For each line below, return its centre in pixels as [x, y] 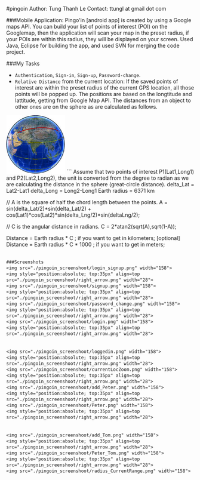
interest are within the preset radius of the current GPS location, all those [104, 88]
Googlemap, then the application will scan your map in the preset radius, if [98, 33]
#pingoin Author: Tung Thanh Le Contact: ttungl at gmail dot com [86, 9]
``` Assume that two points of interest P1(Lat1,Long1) [130, 172]
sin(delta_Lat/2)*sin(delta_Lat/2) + [49, 209]
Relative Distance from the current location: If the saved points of [96, 81]
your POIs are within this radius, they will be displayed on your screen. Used [100, 39]
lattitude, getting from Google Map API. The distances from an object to [103, 100]
